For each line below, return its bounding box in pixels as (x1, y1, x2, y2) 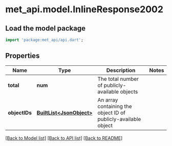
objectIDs (8, 109, 32, 116)
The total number (97, 75, 139, 82)
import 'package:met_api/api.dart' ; (5, 37, 83, 42)
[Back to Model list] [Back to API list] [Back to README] (5, 135, 123, 141)
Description (106, 66, 136, 74)
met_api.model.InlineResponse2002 (5, 4, 164, 15)
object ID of (97, 109, 125, 116)
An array (97, 96, 118, 103)
